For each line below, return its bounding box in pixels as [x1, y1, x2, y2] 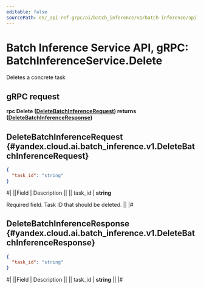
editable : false [6, 9, 47, 15]
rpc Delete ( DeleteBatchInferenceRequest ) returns [6, 108, 137, 115]
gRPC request [6, 91, 59, 102]
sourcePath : [6, 15, 36, 21]
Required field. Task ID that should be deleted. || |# [6, 201, 134, 208]
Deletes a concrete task [6, 74, 66, 81]
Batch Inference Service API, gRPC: [6, 41, 189, 55]
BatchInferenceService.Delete [6, 54, 163, 68]
